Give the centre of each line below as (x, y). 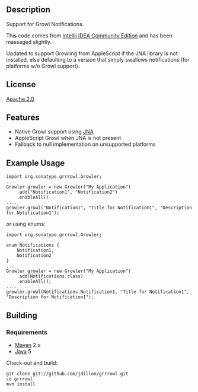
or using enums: (26, 224)
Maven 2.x (28, 345)
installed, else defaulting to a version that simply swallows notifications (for (98, 59)
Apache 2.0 (20, 99)
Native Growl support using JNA (54, 132)
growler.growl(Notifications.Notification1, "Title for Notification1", (98, 292)
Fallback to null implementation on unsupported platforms (85, 144)
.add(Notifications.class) (50, 276)
